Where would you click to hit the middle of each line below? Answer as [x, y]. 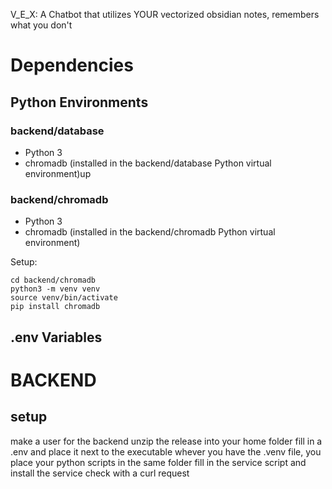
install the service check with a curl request [100, 473]
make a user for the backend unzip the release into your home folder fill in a [166, 441]
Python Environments [79, 102]
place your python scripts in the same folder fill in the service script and [158, 462]
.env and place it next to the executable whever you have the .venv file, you [166, 451]
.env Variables [56, 337]
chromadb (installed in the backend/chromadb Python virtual [150, 232]
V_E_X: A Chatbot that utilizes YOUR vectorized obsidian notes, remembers [165, 14]
